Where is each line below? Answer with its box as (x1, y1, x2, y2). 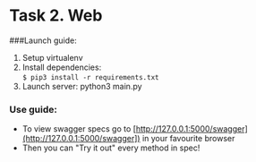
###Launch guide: (9, 35, 78, 46)
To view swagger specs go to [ (21, 124, 137, 134)
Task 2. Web (9, 5, 103, 26)
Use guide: (9, 103, 58, 115)
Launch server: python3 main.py (21, 81, 142, 91)
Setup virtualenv (21, 52, 83, 63)
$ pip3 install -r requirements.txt (21, 72, 159, 81)
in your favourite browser (141, 133, 235, 144)
